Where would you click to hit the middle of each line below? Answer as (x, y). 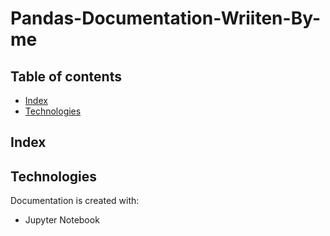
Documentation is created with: (75, 201)
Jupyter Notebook (62, 220)
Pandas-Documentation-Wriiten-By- (166, 18)
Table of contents (66, 76)
